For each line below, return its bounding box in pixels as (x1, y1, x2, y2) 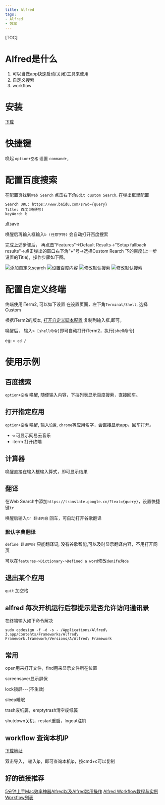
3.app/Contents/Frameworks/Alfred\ (5, 632, 79, 637)
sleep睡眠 (5, 697, 25, 703)
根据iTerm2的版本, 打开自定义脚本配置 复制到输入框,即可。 (5, 317, 124, 323)
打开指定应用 (5, 407, 45, 416)
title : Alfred (5, 7, 35, 12)
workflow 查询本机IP (5, 734, 69, 742)
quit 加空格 (5, 588, 29, 594)
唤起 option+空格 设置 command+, (5, 156, 69, 162)
